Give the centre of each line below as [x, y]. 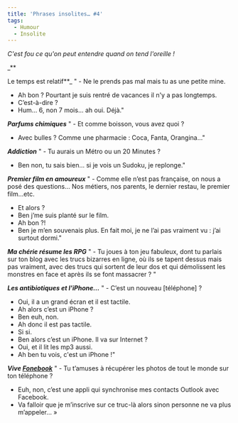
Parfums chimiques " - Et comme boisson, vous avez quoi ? [96, 124]
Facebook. [33, 397]
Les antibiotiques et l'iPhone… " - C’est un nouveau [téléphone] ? [105, 288]
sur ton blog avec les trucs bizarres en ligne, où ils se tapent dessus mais [115, 259]
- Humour [27, 27]
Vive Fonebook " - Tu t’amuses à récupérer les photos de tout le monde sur [118, 368]
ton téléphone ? [30, 376]
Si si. [25, 332]
